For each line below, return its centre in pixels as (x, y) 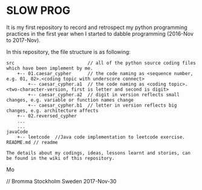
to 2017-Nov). (23, 40)
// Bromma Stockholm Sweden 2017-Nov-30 (61, 181)
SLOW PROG (38, 11)
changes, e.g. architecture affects (52, 110)
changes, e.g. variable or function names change (70, 100)
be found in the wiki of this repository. (60, 158)
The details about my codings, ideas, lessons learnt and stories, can (98, 153)
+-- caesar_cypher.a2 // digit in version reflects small (104, 94)
